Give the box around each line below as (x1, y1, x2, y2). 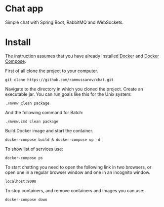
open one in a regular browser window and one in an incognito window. (5, 169, 151, 175)
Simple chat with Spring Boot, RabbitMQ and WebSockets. (5, 19, 124, 25)
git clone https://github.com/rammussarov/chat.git (5, 77, 114, 82)
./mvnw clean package (5, 101, 50, 106)
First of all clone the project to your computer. (5, 68, 98, 74)
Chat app (5, 3, 43, 14)
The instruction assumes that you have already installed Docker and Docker (5, 53, 160, 59)
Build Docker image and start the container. (5, 127, 94, 133)
